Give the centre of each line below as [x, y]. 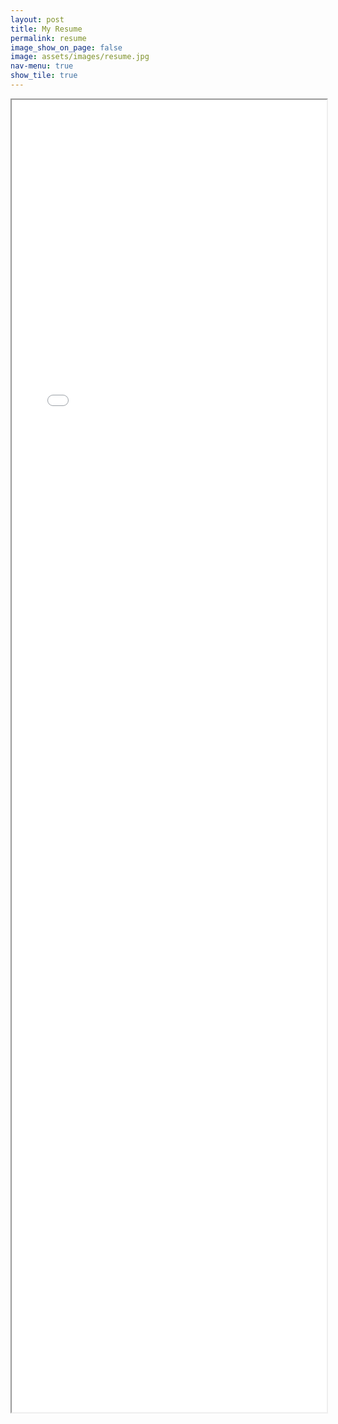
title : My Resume [46, 29]
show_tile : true [44, 76]
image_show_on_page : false [66, 47]
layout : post [37, 19]
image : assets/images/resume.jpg [80, 57]
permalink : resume [48, 38]
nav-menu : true [42, 66]
